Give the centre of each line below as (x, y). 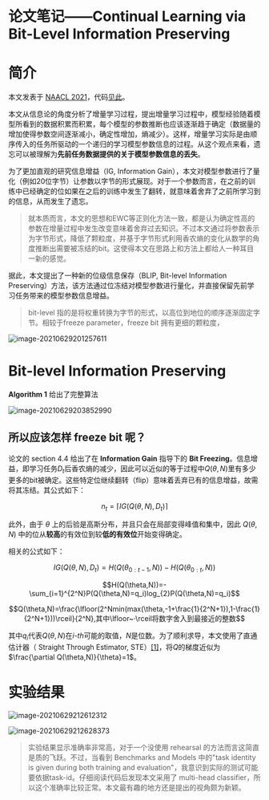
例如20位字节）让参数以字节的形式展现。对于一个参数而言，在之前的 (135, 181)
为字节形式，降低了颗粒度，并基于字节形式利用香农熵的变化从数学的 (140, 238)
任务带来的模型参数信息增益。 (64, 296)
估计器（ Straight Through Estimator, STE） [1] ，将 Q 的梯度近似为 (114, 648)
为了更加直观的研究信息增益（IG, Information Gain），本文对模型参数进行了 (131, 171)
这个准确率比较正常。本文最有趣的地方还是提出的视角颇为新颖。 (140, 788)
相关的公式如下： (36, 551)
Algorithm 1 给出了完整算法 (53, 395)
